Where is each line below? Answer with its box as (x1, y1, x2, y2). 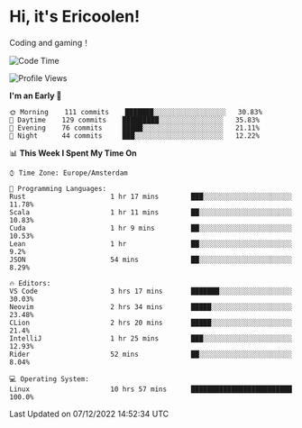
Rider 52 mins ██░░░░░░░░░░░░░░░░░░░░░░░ (9, 350, 293, 359)
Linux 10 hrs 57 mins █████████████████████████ (9, 385, 293, 394)
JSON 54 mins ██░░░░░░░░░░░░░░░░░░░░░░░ (9, 255, 293, 264)
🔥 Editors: (9, 278, 51, 287)
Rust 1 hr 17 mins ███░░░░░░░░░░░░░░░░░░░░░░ (9, 192, 293, 201)
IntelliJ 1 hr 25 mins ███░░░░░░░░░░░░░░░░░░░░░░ (9, 333, 293, 343)
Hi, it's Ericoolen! (9, 6, 141, 27)
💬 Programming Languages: (9, 184, 106, 193)
